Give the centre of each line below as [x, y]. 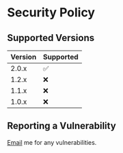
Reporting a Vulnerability [61, 126]
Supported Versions [51, 38]
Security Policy [51, 13]
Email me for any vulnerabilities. [52, 142]
